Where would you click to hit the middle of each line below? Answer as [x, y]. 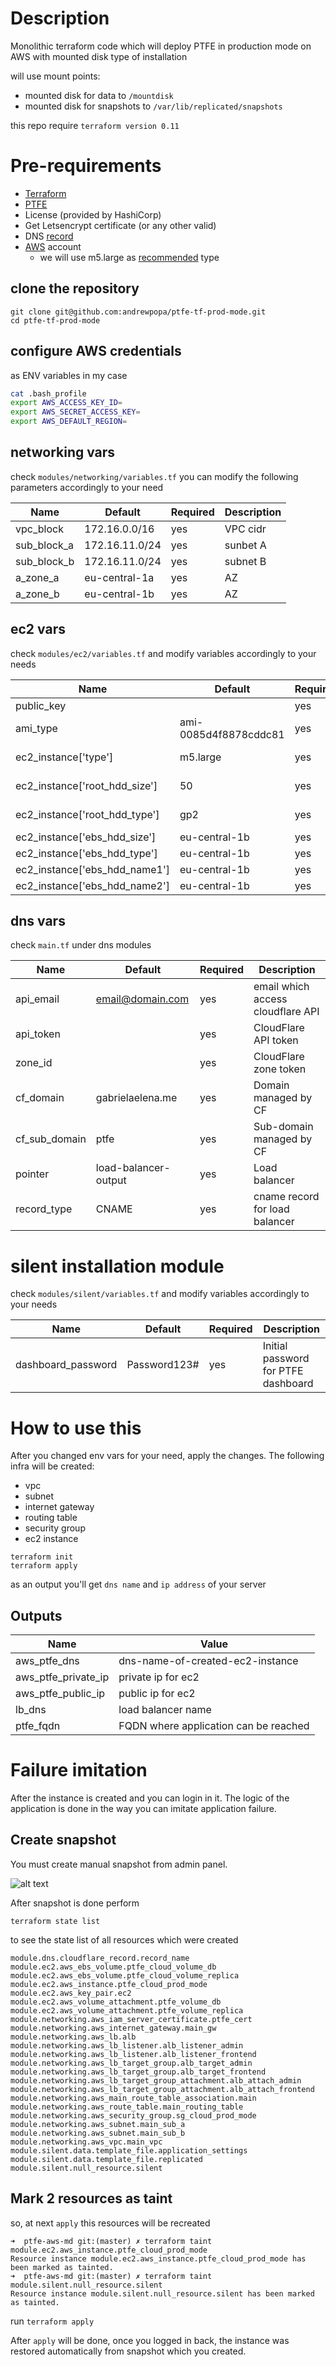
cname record [286, 1197]
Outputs [36, 1615]
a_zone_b [37, 594]
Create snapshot [63, 1840]
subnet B [245, 561]
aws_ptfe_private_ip [62, 1677]
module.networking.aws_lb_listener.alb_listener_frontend [133, 2054]
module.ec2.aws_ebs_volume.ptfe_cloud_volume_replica [125, 1975]
